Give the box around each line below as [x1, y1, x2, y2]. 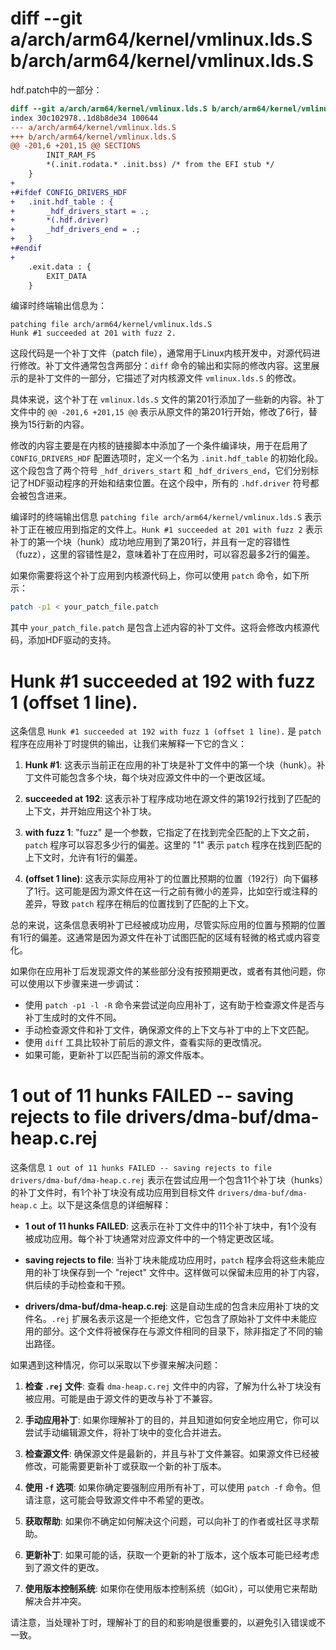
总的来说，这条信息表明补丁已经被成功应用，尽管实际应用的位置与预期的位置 [10, 919, 326, 931]
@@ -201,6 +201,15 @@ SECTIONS [10, 141, 141, 151]
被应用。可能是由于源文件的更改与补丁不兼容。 [24, 1393, 218, 1405]
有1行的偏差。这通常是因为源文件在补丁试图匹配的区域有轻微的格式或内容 [10, 932, 312, 944]
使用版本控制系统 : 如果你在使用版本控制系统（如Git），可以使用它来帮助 [24, 1583, 318, 1595]
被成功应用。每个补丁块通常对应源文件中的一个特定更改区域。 [24, 1233, 280, 1245]
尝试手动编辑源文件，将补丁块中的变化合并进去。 [24, 1427, 227, 1439]
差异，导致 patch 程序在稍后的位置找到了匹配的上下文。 [24, 898, 255, 910]
